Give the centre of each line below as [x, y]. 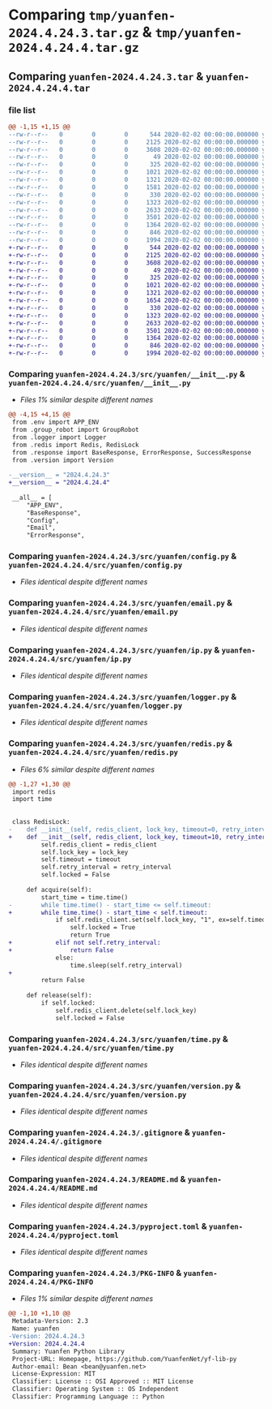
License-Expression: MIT [53, 1374]
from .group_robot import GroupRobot [75, 430]
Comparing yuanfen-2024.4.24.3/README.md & [97, 1179]
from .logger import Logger [59, 437]
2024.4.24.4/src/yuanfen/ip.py [70, 659]
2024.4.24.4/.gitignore [55, 1142]
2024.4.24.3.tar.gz [74, 34]
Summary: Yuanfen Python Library [68, 1351]
